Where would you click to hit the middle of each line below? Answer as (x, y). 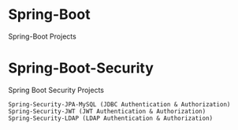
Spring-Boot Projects (42, 36)
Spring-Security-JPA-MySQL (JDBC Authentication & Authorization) (119, 104)
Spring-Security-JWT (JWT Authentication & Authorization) (107, 111)
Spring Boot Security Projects (56, 90)
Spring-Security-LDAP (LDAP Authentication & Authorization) (111, 118)
